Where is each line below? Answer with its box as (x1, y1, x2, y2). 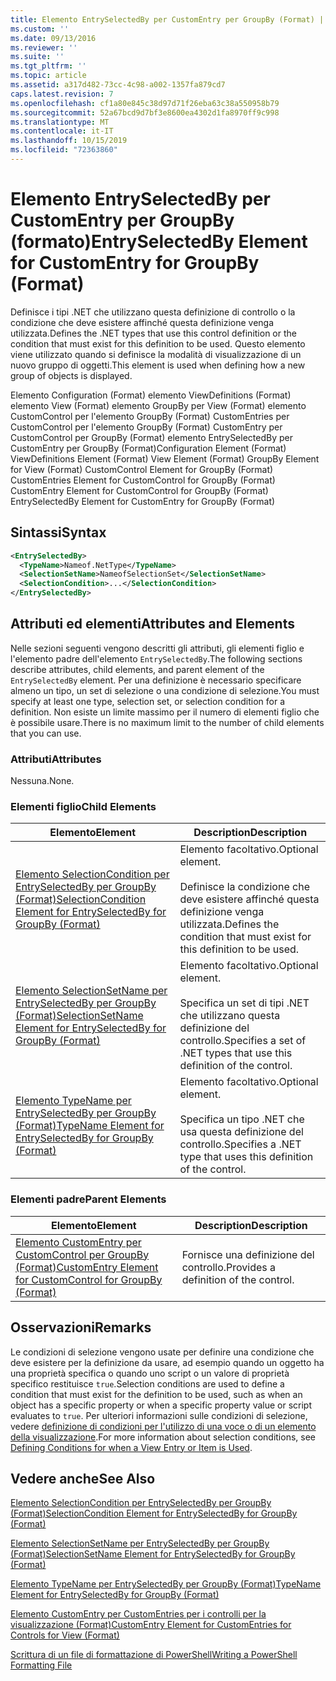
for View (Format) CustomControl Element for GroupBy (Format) (10, 463, 274, 475)
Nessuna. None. (10, 775, 75, 787)
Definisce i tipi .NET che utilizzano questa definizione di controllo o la (10, 306, 296, 318)
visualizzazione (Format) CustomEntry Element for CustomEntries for (10, 1619, 292, 1631)
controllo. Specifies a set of (179, 1034, 307, 1048)
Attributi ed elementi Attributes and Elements (10, 616, 295, 633)
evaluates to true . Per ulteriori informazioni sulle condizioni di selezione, (10, 1409, 308, 1421)
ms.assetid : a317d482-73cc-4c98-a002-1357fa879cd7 (10, 80, 226, 90)
